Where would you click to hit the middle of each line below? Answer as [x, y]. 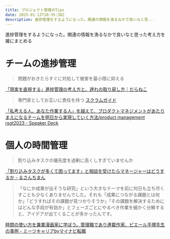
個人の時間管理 [37, 145]
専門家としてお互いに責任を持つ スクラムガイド [67, 100]
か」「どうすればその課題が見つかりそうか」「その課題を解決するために [91, 201]
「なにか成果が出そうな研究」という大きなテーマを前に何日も [82, 189]
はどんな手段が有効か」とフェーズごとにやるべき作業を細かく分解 [87, 207]
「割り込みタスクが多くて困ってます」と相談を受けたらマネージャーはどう [83, 171]
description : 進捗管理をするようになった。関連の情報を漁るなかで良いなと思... [80, 19]
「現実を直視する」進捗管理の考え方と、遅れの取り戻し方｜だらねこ [76, 89]
